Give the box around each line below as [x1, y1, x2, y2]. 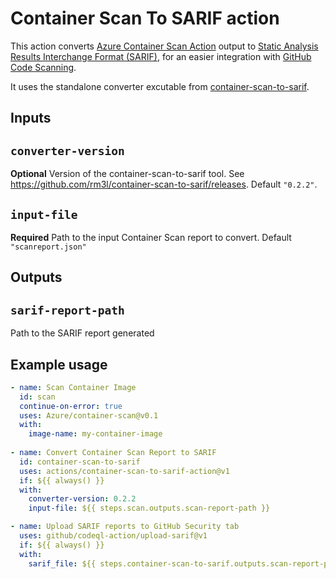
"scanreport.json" [10, 242, 87, 252]
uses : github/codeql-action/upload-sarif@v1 [19, 531, 208, 541]
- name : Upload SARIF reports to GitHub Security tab [10, 522, 240, 532]
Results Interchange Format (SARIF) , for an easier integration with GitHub [10, 50, 312, 62]
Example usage [10, 356, 108, 373]
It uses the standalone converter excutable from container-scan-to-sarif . [10, 80, 310, 92]
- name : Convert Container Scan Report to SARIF [10, 448, 217, 458]
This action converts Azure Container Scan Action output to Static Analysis [10, 40, 319, 52]
